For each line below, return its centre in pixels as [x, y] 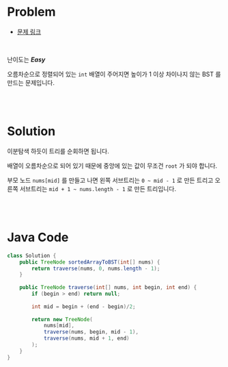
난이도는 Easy [26, 60]
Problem [31, 12]
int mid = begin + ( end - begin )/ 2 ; [84, 306]
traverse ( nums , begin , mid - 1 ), [91, 332]
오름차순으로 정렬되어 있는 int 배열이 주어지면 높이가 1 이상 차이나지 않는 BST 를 [114, 74]
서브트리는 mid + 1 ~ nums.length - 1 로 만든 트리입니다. [98, 188]
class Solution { [32, 255]
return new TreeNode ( [62, 319]
